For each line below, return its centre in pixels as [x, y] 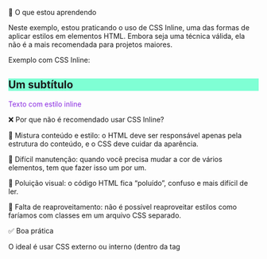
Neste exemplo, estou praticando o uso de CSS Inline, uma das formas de [129, 27]
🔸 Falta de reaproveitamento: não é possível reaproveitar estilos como [122, 207]
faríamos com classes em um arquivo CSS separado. [95, 215]
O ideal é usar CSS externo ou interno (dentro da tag [94, 246]
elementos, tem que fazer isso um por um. [77, 168]
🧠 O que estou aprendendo [52, 12]
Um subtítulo [41, 85]
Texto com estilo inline [45, 104]
